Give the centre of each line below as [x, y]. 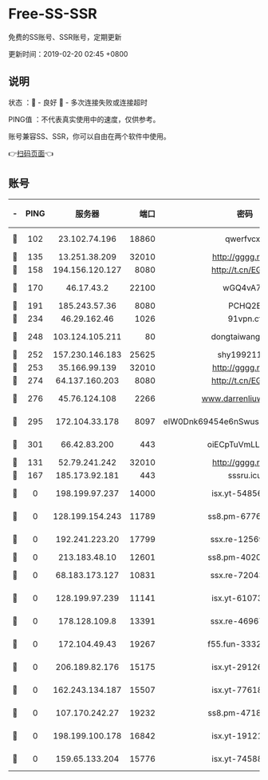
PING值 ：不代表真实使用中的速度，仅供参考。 [84, 119]
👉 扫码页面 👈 [31, 153]
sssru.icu [245, 475]
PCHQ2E [245, 306]
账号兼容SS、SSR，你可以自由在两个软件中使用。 [89, 136]
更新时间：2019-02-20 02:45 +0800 [68, 53]
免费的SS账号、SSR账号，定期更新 [65, 37]
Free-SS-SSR [53, 14]
